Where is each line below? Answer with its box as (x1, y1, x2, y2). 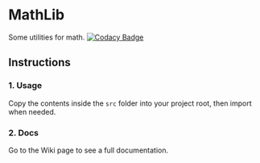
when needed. (8, 107, 56, 116)
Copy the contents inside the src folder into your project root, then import (8, 98, 252, 108)
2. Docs (8, 127, 39, 138)
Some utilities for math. (8, 32, 85, 42)
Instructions (8, 56, 71, 69)
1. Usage (8, 80, 43, 91)
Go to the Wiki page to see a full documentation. (8, 145, 169, 155)
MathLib (8, 6, 65, 24)
